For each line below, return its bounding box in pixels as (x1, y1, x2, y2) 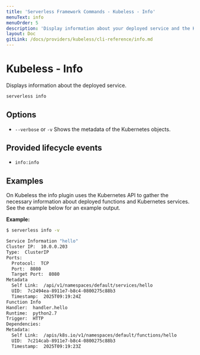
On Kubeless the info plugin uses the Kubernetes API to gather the (6, 192, 168, 199)
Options (6, 110, 37, 120)
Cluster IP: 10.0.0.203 (6, 244, 68, 250)
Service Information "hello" (6, 238, 79, 244)
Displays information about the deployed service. (6, 82, 127, 89)
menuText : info (6, 14, 44, 20)
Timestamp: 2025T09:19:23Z (11, 343, 82, 349)
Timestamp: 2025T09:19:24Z (11, 293, 82, 300)
